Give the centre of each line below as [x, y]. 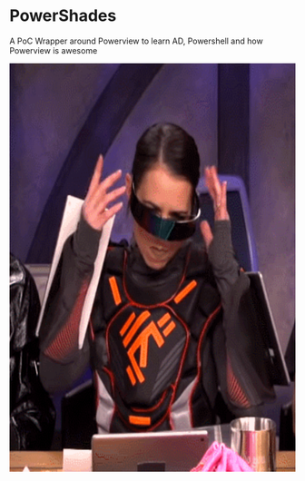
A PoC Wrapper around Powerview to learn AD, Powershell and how [136, 41]
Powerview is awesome [54, 50]
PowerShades [63, 16]
